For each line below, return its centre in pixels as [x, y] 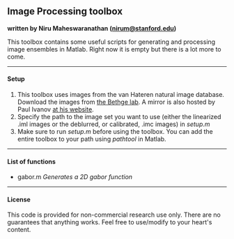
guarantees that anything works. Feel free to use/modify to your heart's [110, 222]
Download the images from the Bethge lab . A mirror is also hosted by [116, 102]
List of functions [31, 161]
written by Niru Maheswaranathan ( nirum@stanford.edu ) [92, 28]
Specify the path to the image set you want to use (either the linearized [119, 117]
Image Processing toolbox [65, 11]
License [19, 199]
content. [19, 230]
